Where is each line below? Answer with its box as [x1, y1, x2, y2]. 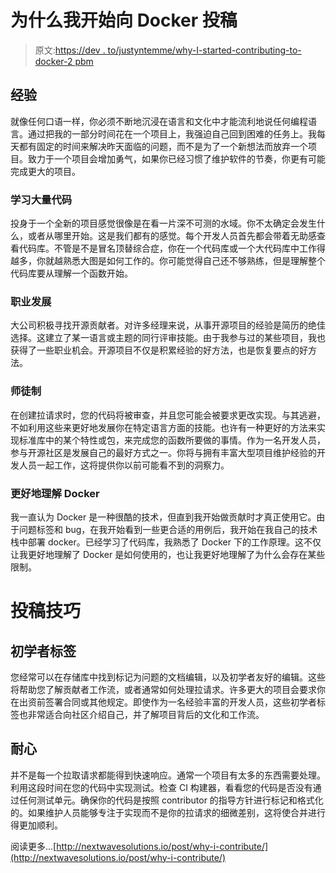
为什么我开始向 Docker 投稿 [10, 9, 238, 32]
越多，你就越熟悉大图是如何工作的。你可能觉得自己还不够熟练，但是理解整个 [10, 255, 326, 267]
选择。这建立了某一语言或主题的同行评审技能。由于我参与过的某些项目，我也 [10, 332, 326, 344]
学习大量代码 [10, 192, 73, 206]
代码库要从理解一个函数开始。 [10, 267, 133, 280]
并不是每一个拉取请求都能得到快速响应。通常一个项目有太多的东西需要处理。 [10, 769, 326, 781]
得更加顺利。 [10, 819, 63, 831]
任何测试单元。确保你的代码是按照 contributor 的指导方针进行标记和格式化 [18, 794, 324, 806]
